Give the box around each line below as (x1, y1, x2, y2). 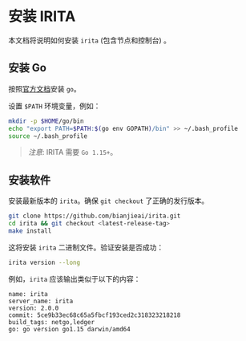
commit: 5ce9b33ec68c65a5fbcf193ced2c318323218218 (8, 311, 181, 319)
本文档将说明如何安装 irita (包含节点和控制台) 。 (8, 35, 171, 45)
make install (8, 226, 52, 235)
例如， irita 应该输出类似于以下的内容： (8, 274, 141, 283)
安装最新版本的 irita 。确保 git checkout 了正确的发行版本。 (8, 196, 209, 205)
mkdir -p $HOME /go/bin (8, 117, 84, 125)
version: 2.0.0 (8, 304, 59, 312)
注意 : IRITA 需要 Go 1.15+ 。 (27, 148, 118, 157)
